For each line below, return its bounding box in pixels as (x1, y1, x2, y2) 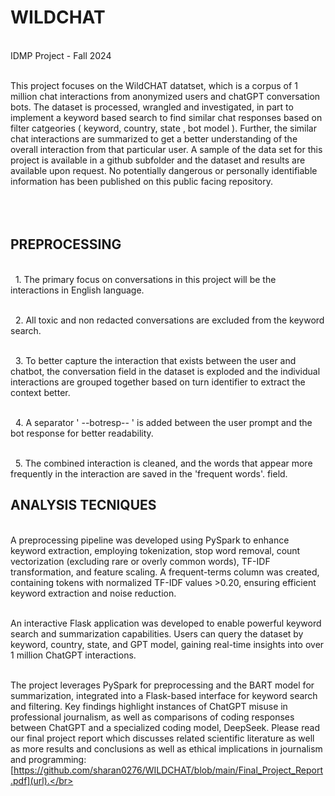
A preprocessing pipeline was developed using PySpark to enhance (10, 534, 290, 546)
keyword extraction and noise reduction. (10, 587, 177, 599)
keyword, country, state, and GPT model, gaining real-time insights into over (10, 638, 325, 650)
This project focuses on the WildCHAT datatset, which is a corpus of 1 (10, 79, 298, 91)
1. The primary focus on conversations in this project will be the (14, 273, 277, 285)
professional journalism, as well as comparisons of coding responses (10, 711, 295, 723)
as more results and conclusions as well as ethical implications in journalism (10, 742, 323, 755)
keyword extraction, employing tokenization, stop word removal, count (10, 544, 301, 556)
